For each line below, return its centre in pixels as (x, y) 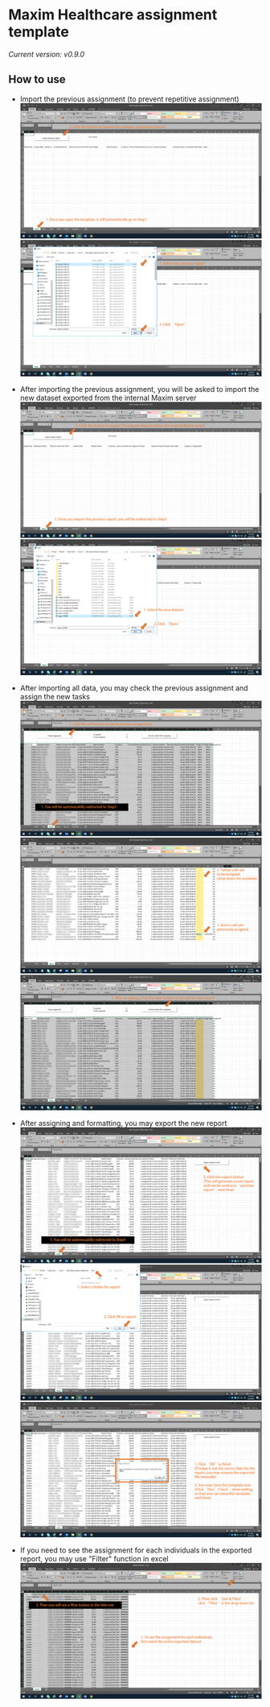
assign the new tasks (55, 696)
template (39, 32)
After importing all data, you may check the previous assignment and (134, 688)
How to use (37, 79)
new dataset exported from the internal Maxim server (108, 398)
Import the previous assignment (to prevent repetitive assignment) (129, 99)
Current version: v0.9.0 (47, 54)
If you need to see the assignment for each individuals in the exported (136, 1550)
